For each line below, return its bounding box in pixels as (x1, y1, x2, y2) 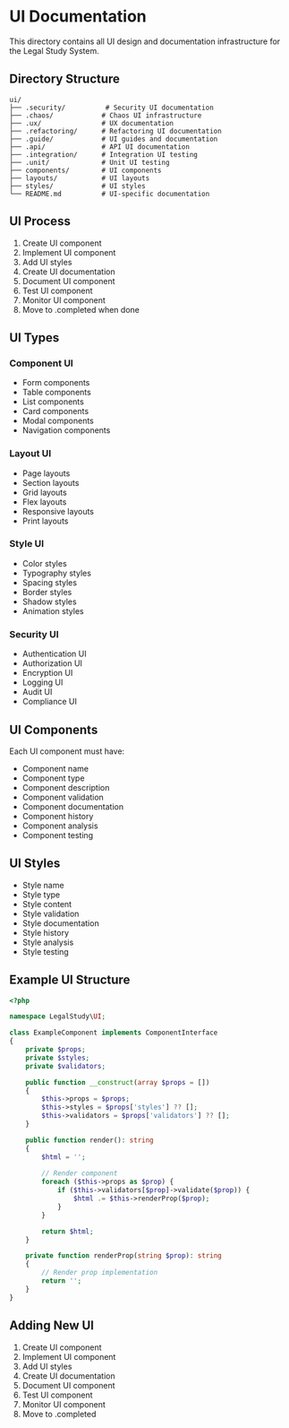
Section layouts (21, 477, 80, 488)
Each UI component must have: (9, 746, 125, 757)
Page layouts (21, 468, 71, 479)
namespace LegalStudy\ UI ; (9, 1012, 106, 1021)
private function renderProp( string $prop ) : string (25, 1251, 222, 1260)
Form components (21, 377, 90, 388)
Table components (21, 387, 91, 398)
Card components (21, 406, 89, 417)
